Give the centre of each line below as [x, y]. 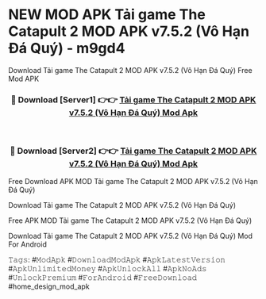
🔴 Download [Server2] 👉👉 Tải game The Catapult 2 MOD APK [133, 151]
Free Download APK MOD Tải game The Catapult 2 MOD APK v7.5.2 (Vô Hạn [133, 181]
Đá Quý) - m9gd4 [67, 48]
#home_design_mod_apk [49, 286]
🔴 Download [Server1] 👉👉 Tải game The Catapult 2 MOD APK [133, 99]
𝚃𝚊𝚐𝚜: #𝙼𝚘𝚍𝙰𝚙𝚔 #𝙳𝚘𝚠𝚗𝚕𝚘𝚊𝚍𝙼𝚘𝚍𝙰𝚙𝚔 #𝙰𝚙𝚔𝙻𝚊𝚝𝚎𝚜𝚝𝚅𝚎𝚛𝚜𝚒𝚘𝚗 [117, 259]
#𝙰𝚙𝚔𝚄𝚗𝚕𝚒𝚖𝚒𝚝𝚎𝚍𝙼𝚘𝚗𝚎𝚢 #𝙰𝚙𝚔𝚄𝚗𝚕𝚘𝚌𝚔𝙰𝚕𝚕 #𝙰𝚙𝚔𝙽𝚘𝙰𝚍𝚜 [108, 268]
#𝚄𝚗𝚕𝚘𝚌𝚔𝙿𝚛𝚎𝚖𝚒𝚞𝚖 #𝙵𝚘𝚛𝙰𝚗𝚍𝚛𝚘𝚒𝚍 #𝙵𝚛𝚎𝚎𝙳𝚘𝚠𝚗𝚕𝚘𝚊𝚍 [102, 277]
